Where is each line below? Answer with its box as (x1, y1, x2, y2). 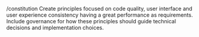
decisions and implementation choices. (6, 24, 104, 31)
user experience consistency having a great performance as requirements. (6, 11, 193, 18)
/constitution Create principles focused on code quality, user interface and (6, 5, 193, 12)
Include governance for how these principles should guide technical (6, 18, 177, 24)
